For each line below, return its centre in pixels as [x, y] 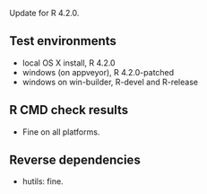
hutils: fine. [43, 181]
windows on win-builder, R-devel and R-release [110, 82]
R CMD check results [69, 110]
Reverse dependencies [75, 160]
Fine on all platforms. [61, 132]
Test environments [63, 41]
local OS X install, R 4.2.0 [69, 63]
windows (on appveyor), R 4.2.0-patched [98, 72]
